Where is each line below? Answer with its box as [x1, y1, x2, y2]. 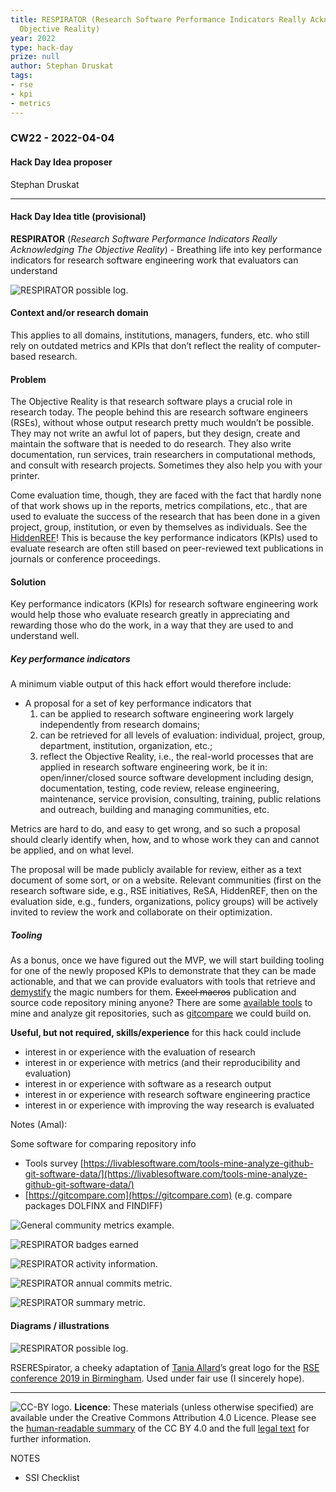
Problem [10, 373, 47, 385]
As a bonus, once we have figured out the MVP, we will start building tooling [10, 954, 325, 966]
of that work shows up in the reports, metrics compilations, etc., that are [10, 500, 308, 512]
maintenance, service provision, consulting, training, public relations [39, 793, 322, 805]
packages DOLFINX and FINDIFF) [24, 1200, 163, 1212]
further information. [10, 1432, 92, 1445]
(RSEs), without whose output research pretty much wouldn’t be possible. [10, 417, 315, 429]
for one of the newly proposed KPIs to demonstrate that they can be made [10, 965, 317, 977]
